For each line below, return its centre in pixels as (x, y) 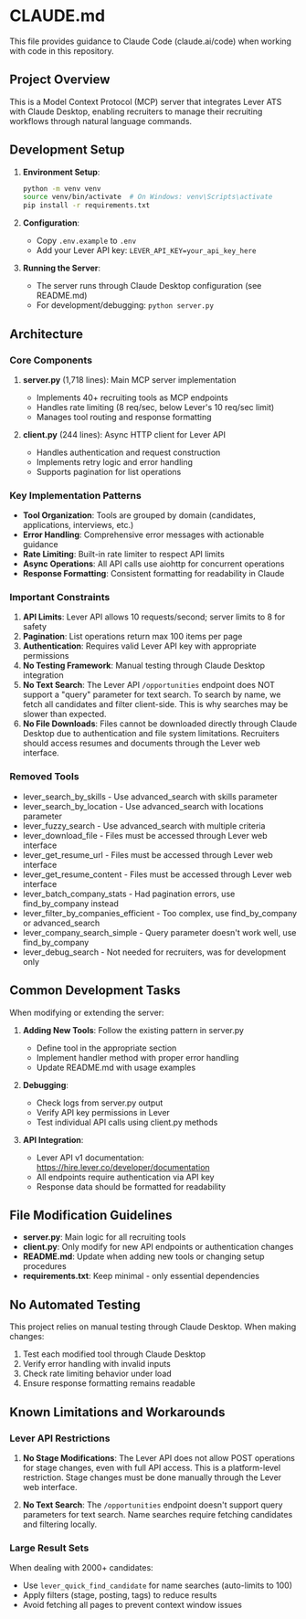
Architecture (47, 334)
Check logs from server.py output (100, 1103)
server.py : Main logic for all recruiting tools (104, 1237)
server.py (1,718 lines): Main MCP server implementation (129, 379)
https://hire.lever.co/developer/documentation (123, 1167)
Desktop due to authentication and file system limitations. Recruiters (151, 734)
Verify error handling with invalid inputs (96, 1364)
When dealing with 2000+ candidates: (81, 1568)
